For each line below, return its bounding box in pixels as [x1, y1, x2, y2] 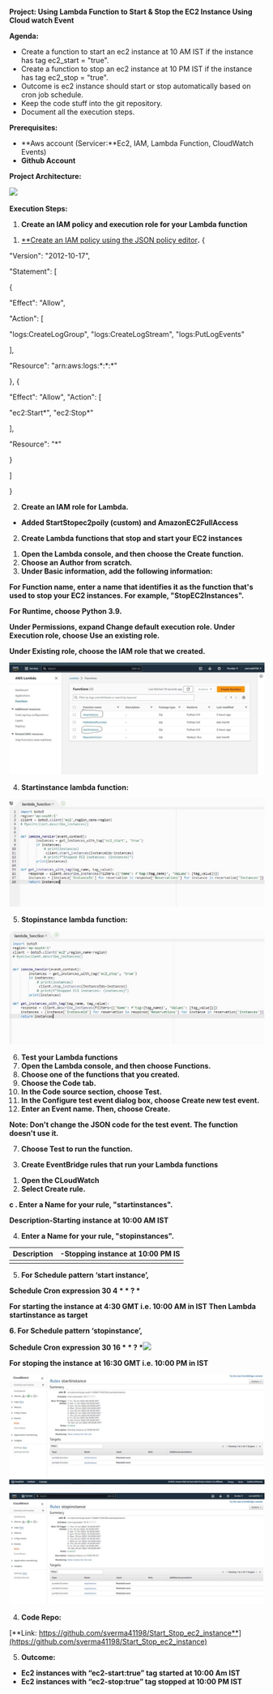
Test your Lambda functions [20, 1052, 118, 1062]
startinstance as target [9, 1310, 88, 1320]
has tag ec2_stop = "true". [20, 73, 109, 82]
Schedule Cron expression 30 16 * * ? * [9, 1342, 144, 1352]
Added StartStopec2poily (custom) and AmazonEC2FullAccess [20, 518, 239, 527]
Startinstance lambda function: [20, 782, 129, 792]
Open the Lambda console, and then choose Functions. [20, 1060, 211, 1070]
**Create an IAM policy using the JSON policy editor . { [20, 235, 206, 245]
